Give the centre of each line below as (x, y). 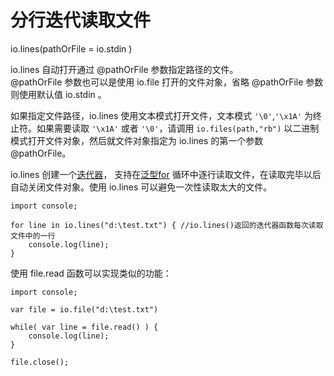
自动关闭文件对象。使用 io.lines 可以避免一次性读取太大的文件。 (141, 187)
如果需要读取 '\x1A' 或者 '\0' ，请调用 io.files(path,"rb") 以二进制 (178, 128)
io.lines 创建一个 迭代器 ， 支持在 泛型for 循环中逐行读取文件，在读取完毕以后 (166, 174)
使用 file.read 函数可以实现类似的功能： (91, 273)
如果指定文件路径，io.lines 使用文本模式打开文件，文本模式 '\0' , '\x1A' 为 (161, 115)
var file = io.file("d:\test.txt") (84, 309)
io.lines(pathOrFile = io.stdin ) (71, 48)
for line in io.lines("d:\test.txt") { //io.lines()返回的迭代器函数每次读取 (167, 225)
